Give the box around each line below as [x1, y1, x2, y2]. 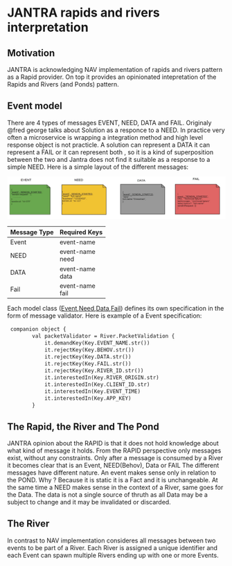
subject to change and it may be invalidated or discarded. [7, 498, 171, 506]
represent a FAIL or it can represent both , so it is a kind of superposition [7, 147, 213, 156]
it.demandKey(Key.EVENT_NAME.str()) [44, 340, 150, 347]
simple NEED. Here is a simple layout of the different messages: [7, 163, 189, 171]
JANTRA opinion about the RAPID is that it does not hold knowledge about [7, 439, 220, 448]
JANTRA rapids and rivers [7, 5, 161, 21]
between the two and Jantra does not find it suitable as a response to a [7, 155, 211, 163]
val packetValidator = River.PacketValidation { [32, 333, 175, 340]
